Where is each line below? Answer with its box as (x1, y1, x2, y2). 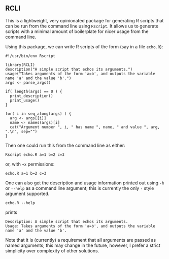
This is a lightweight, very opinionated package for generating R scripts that (5, 17, 164, 23)
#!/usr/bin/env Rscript (5, 53, 56, 58)
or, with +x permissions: (5, 161, 55, 167)
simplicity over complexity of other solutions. (5, 247, 99, 253)
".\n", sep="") (5, 129, 38, 134)
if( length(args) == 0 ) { (5, 89, 62, 94)
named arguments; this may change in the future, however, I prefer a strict (5, 242, 161, 248)
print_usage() (10, 98, 40, 103)
